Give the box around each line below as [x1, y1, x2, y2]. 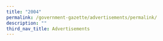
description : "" [6, 20, 47, 26]
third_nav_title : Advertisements [6, 25, 90, 32]
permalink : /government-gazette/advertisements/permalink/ [6, 14, 158, 20]
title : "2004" [6, 8, 42, 15]
